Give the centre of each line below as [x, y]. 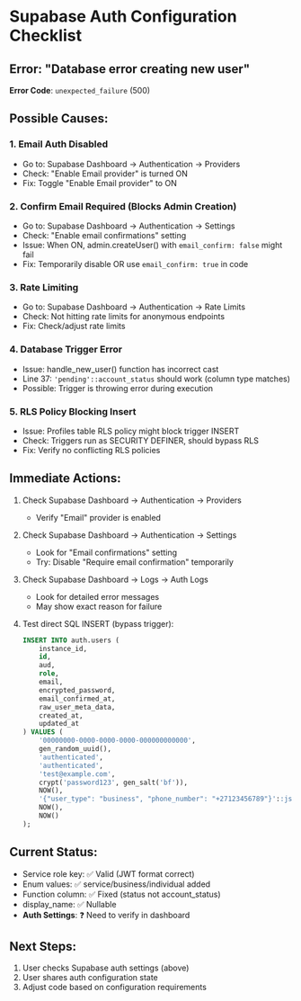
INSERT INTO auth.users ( [71, 640]
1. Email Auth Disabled [59, 144]
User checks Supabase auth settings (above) [106, 968]
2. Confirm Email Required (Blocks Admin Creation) [123, 206]
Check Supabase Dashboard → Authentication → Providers [132, 500]
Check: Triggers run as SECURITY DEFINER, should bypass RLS [140, 440]
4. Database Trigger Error [66, 350]
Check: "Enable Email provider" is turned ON [105, 174]
